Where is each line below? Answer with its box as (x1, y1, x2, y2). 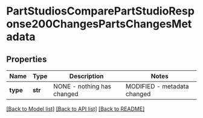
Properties (6, 54, 47, 64)
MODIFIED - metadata (126, 82, 189, 90)
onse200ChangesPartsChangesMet (6, 17, 192, 31)
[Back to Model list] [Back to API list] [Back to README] (6, 105, 145, 113)
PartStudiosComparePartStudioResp (6, 4, 195, 18)
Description (69, 72, 104, 80)
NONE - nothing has (53, 82, 112, 90)
